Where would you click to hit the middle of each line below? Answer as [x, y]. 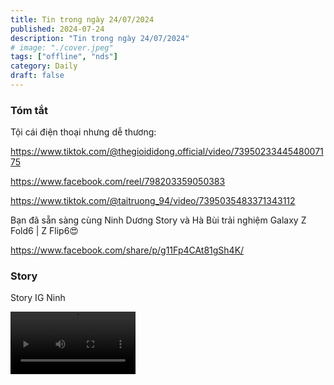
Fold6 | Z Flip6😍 [44, 231]
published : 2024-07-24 [57, 29]
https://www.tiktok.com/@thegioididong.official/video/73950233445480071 [167, 152]
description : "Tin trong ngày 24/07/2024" [100, 38]
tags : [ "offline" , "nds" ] [64, 57]
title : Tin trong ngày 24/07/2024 [82, 19]
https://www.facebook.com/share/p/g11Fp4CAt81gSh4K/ [127, 250]
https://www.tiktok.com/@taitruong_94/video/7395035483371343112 [153, 201]
